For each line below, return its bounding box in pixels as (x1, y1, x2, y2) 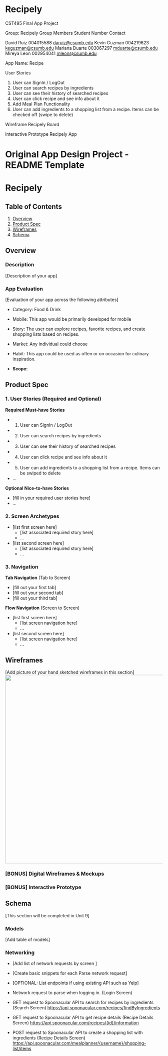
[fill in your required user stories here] (12, 495, 91, 501)
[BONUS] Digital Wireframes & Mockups (5, 871, 104, 878)
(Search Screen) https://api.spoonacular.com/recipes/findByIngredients (12, 1005, 160, 1011)
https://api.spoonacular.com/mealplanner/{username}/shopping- (12, 1040, 146, 1046)
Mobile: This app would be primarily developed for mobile (12, 316, 131, 322)
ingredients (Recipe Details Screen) (12, 1035, 86, 1041)
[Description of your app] (5, 272, 57, 278)
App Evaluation (5, 285, 43, 292)
